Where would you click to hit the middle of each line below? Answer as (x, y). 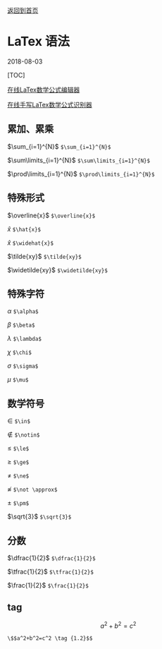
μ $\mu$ (18, 380)
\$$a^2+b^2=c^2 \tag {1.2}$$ (50, 638)
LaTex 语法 (39, 42)
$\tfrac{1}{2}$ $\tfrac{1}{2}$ (50, 571)
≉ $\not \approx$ (32, 490)
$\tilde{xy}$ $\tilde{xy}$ (45, 256)
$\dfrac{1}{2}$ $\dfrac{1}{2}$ (52, 558)
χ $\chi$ (19, 352)
